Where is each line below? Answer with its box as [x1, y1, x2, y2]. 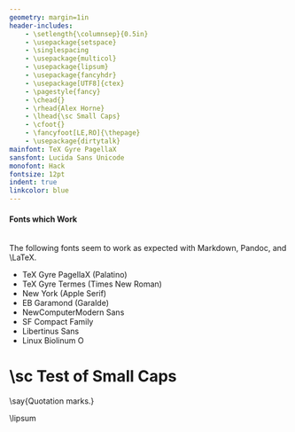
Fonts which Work [9, 214, 78, 224]
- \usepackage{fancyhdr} [25, 71, 117, 80]
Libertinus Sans [21, 326, 80, 337]
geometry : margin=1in [9, 12, 89, 22]
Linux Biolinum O [21, 335, 84, 346]
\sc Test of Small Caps [9, 366, 177, 387]
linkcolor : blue [9, 186, 69, 195]
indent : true [9, 178, 58, 187]
